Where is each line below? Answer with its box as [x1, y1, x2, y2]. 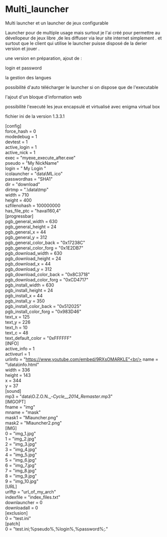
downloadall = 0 [5, 505, 38, 511]
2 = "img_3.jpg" [5, 441, 37, 447]
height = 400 [5, 197, 32, 203]
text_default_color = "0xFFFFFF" [5, 335, 72, 341]
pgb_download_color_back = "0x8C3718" [5, 271, 90, 277]
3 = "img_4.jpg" [5, 446, 37, 452]
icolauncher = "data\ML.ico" [5, 171, 63, 177]
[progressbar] [5, 213, 34, 219]
